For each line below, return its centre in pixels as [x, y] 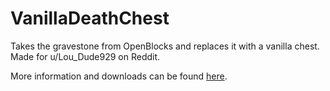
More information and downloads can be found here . [119, 76]
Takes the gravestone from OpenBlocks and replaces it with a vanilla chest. [165, 46]
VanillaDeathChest [90, 18]
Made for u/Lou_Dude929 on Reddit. [85, 56]
